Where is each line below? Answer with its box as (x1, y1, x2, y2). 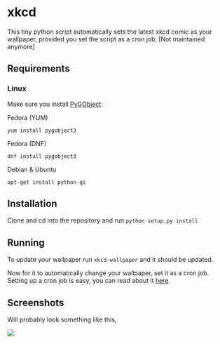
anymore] (7, 42, 35, 51)
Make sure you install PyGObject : (7, 100, 103, 108)
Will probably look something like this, (7, 315, 117, 324)
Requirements (7, 62, 70, 74)
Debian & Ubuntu (7, 165, 57, 173)
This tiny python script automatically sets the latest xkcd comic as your (7, 27, 212, 36)
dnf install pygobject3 (7, 152, 77, 160)
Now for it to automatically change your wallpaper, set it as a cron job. (7, 269, 209, 277)
